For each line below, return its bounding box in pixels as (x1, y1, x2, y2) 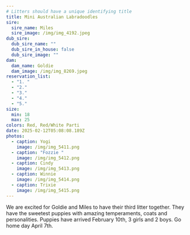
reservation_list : (6, 73, 51, 79)
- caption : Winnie (11, 171, 57, 177)
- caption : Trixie (11, 182, 57, 188)
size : (6, 106, 19, 112)
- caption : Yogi (11, 138, 51, 145)
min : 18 (11, 111, 30, 117)
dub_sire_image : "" (11, 52, 59, 58)
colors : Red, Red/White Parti (6, 122, 80, 128)
